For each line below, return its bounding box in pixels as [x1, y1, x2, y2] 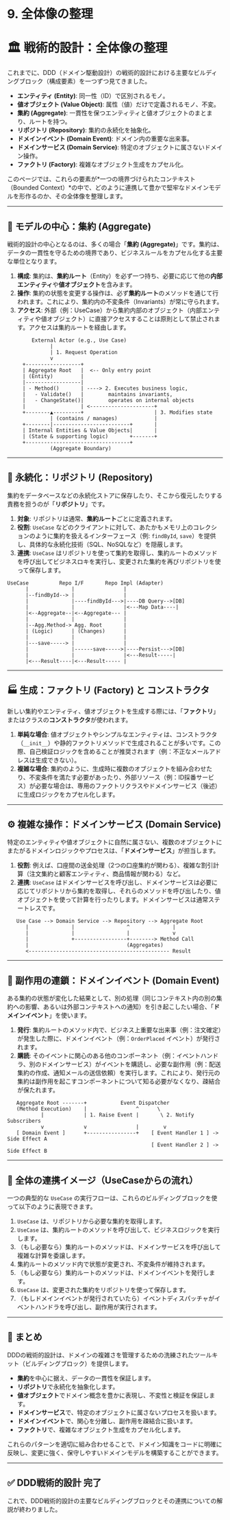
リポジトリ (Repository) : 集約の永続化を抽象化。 [16, 126, 155, 135]
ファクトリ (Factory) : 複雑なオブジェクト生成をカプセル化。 [16, 161, 187, 169]
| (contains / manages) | [50, 414, 157, 422]
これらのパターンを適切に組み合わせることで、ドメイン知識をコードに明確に [7, 1440, 222, 1448]
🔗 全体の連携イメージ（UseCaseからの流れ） [7, 1174, 199, 1186]
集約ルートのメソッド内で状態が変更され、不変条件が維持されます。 [16, 1260, 209, 1268]
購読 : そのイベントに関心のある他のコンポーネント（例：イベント [16, 1051, 201, 1060]
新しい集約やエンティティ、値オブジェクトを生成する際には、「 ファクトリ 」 [7, 707, 220, 715]
